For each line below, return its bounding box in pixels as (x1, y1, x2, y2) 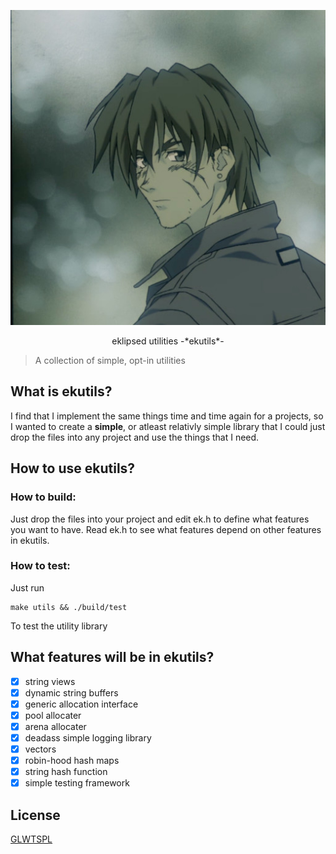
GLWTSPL (10, 833, 53, 845)
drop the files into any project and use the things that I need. (10, 431, 260, 443)
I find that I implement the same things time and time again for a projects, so (10, 410, 324, 422)
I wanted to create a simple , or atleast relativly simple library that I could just (10, 420, 326, 432)
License (10, 806, 61, 824)
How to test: (10, 559, 71, 573)
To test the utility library (10, 620, 108, 632)
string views (24, 675, 76, 687)
